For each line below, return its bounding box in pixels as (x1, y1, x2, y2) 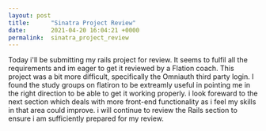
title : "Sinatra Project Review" (8, 19, 136, 27)
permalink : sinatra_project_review (8, 33, 129, 42)
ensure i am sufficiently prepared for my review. (8, 114, 165, 123)
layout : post (8, 11, 51, 20)
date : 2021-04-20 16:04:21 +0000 (8, 26, 140, 34)
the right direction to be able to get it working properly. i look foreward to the (8, 88, 258, 99)
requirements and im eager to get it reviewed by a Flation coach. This (8, 64, 235, 73)
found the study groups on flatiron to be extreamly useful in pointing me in (8, 80, 251, 90)
